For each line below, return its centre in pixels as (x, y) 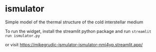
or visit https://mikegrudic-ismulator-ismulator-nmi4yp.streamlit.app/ (74, 44)
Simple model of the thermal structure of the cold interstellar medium (74, 22)
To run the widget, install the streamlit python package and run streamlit (78, 31)
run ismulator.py (23, 36)
